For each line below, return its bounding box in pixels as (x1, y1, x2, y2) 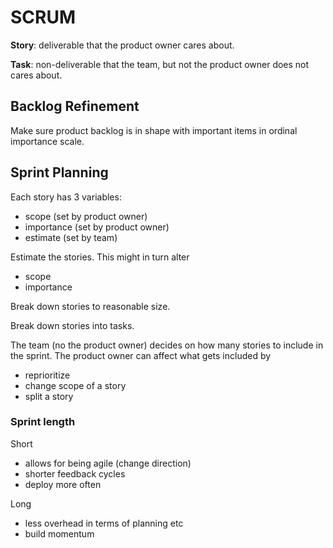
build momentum (24, 527, 95, 540)
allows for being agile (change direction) (24, 457, 192, 469)
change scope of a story (24, 379, 127, 391)
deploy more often (24, 478, 102, 490)
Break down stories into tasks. (10, 319, 135, 331)
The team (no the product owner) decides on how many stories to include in (10, 339, 324, 351)
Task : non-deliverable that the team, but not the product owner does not (10, 58, 310, 70)
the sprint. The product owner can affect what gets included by (10, 349, 272, 361)
